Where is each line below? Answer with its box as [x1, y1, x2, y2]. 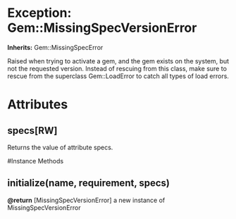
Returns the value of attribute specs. [7, 143, 113, 151]
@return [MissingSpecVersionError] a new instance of [7, 196, 166, 204]
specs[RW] [7, 125, 58, 137]
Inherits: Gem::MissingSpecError [7, 43, 104, 51]
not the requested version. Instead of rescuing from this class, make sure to [7, 64, 228, 73]
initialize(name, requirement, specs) [7, 177, 170, 189]
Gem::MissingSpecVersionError [7, 20, 197, 36]
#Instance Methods [7, 156, 64, 165]
